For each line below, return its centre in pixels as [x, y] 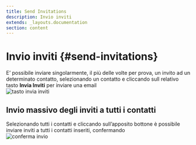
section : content [27, 28]
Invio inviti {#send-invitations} [82, 57]
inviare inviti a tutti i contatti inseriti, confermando [66, 130]
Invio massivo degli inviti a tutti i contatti [81, 110]
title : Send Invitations [36, 11]
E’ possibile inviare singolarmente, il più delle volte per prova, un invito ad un [98, 73]
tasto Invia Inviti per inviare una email [51, 85]
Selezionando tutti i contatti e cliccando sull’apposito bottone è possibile [93, 124]
